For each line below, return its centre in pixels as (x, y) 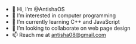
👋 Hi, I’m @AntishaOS (38, 9)
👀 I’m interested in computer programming (64, 15)
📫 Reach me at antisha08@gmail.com (59, 35)
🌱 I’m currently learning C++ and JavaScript (66, 22)
